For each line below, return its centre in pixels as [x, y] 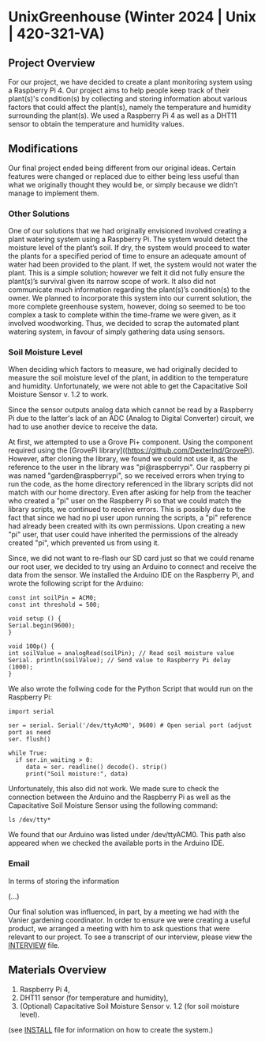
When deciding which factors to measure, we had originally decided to [123, 369]
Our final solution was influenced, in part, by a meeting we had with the [124, 911]
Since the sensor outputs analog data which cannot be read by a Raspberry [131, 410]
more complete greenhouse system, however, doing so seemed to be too [127, 307]
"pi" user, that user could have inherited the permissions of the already [123, 535]
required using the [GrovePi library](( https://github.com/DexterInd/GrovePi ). [131, 450]
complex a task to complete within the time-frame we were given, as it [122, 315]
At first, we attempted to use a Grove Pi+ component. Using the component [131, 442]
